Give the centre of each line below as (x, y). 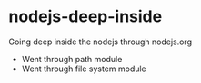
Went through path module (72, 59)
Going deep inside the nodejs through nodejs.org (100, 41)
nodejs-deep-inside (85, 17)
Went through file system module (84, 69)
